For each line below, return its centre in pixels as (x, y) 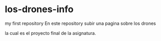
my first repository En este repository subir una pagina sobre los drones (80, 23)
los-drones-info (39, 9)
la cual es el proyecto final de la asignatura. (51, 33)
